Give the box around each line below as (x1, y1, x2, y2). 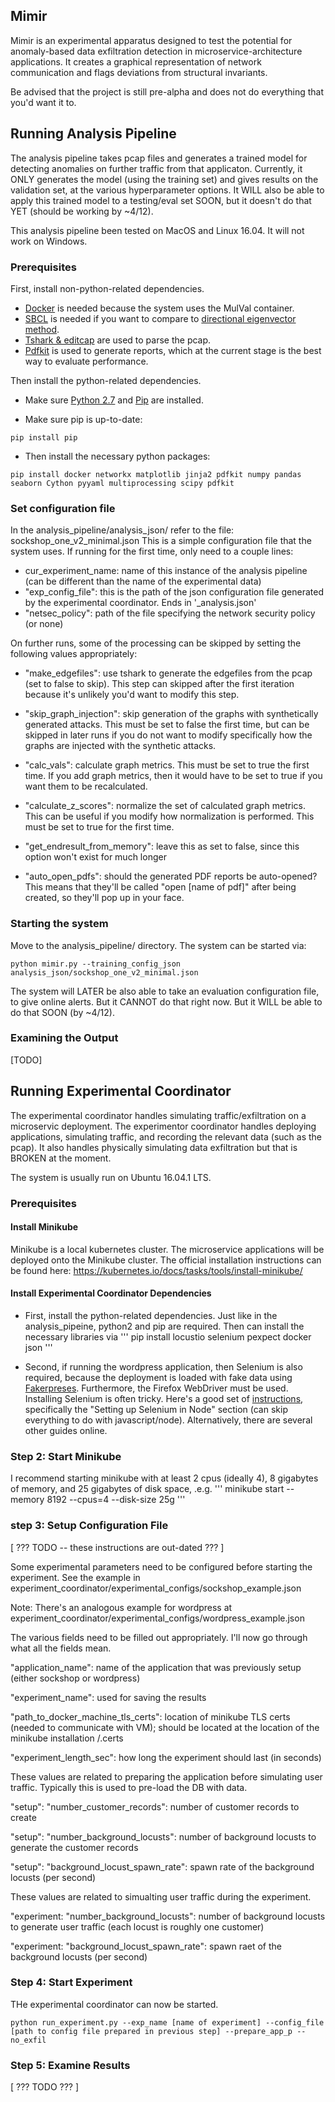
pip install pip (10, 432, 78, 443)
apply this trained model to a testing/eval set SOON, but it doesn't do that (10, 194, 312, 206)
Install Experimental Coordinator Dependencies (10, 1287, 212, 1299)
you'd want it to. (10, 96, 77, 108)
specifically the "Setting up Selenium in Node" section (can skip (24, 1403, 288, 1415)
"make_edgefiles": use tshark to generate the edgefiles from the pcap (24, 667, 313, 679)
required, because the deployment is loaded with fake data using (24, 1371, 293, 1383)
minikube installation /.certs (10, 1732, 124, 1744)
